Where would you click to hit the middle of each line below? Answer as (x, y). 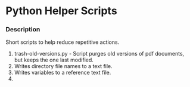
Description (23, 30)
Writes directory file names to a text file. (63, 66)
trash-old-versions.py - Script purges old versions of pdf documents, (99, 54)
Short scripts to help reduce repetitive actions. (63, 42)
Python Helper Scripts (61, 11)
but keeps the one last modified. (54, 60)
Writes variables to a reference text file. (63, 73)
